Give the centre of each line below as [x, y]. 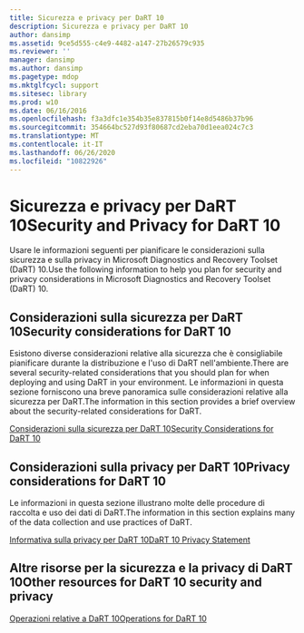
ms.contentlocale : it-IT [56, 144]
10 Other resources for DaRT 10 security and [136, 583]
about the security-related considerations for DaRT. [106, 411]
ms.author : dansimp [46, 69]
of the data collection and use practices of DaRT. [101, 522]
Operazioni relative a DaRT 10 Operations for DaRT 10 [108, 618]
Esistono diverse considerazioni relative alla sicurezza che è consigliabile [146, 354]
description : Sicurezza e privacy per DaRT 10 [99, 26]
